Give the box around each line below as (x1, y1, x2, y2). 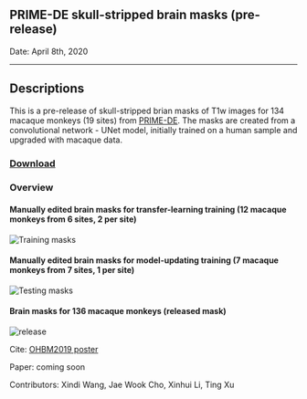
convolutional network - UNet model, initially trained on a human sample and (9, 124, 298, 135)
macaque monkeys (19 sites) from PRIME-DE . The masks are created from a (9, 114, 296, 126)
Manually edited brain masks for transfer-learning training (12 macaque (9, 205, 287, 215)
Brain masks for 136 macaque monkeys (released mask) (9, 306, 227, 317)
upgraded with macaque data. (9, 134, 123, 145)
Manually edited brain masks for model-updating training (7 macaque (9, 255, 279, 266)
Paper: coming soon (9, 362, 86, 373)
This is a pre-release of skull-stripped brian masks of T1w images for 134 (9, 105, 285, 116)
